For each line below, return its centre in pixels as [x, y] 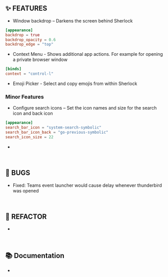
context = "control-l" [29, 74]
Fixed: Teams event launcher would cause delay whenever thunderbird [87, 185]
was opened [26, 190]
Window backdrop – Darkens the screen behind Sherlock [73, 20]
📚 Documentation [35, 255]
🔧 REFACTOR [26, 217]
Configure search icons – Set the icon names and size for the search [85, 108]
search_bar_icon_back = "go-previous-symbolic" [57, 133]
